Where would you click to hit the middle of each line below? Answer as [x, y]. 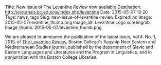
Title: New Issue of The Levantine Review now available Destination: [73, 7]
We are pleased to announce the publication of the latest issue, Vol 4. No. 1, [81, 37]
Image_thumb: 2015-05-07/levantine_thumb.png [54, 27]
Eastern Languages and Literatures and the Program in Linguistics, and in [79, 52]
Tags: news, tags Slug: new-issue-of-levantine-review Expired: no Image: [79, 17]
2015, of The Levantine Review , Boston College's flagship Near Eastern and [80, 42]
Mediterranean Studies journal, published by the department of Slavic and [79, 47]
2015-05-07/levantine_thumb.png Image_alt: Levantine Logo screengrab [77, 22]
